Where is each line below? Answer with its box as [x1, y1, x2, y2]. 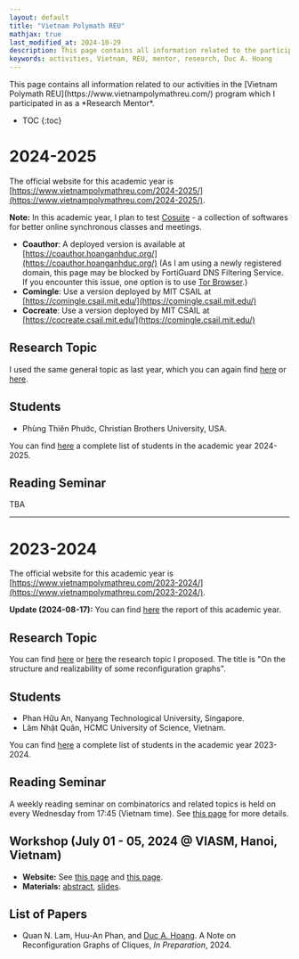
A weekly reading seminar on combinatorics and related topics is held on [9, 799, 276, 809]
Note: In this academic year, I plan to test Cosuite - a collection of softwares [9, 211, 289, 223]
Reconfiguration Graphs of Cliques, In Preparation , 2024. [21, 939, 232, 950]
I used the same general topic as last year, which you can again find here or [9, 364, 287, 374]
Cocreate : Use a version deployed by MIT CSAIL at [21, 305, 210, 316]
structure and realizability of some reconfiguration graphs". [9, 663, 227, 674]
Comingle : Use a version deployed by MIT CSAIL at [21, 286, 212, 297]
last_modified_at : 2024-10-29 [9, 37, 122, 47]
